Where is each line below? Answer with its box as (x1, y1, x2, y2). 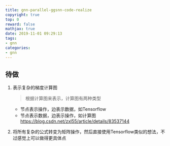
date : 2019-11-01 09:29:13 (5, 31, 62, 36)
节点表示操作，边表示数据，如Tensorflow (20, 106, 107, 112)
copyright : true (5, 12, 40, 17)
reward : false (5, 21, 36, 27)
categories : (5, 45, 30, 50)
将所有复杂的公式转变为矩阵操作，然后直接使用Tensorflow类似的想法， (12, 129, 161, 135)
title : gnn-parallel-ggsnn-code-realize (5, 7, 92, 13)
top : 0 (5, 17, 19, 22)
